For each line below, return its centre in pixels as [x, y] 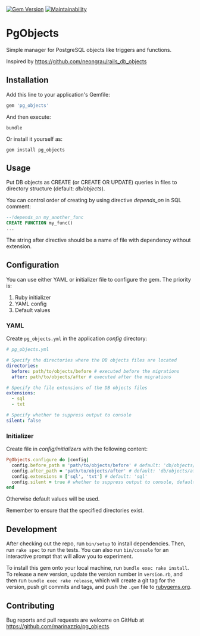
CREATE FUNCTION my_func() [40, 223]
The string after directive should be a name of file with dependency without [99, 240]
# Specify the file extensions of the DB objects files [77, 388]
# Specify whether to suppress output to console [69, 415]
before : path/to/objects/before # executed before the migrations [96, 371]
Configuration [33, 265]
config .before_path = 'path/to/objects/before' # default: [86, 465]
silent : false [24, 421]
